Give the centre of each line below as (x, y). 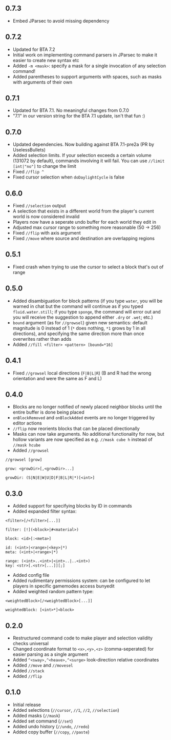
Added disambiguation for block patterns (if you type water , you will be (88, 301)
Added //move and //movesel (43, 665)
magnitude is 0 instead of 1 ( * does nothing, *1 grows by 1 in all (79, 328)
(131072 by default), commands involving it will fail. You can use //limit (89, 161)
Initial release (27, 705)
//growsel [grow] (24, 460)
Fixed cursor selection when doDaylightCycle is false (68, 177)
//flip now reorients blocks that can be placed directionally (76, 429)
